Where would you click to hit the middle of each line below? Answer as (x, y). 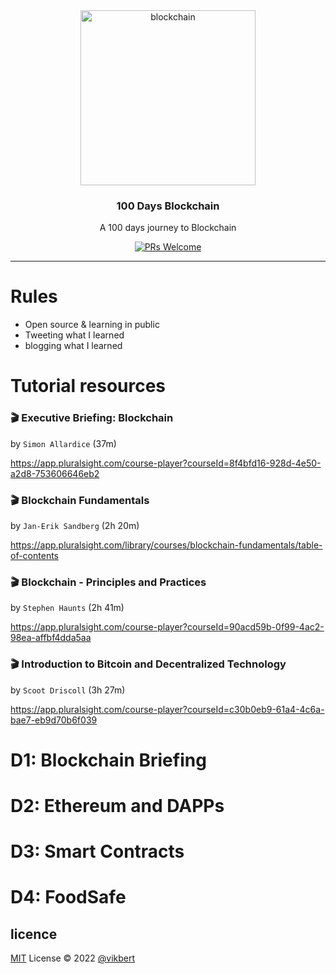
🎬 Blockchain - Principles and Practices (108, 582)
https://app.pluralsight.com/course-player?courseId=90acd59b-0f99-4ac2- (167, 627)
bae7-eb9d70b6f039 (54, 720)
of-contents (34, 556)
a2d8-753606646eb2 (55, 473)
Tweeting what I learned (74, 335)
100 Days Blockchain (168, 206)
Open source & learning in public (92, 325)
